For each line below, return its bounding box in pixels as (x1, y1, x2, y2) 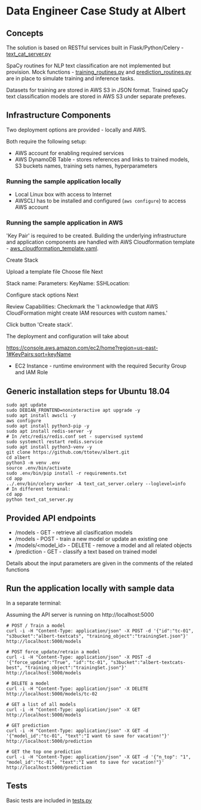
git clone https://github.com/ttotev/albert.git (6, 449, 130, 456)
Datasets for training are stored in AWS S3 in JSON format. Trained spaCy (6, 86, 188, 94)
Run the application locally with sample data (6, 584, 175, 594)
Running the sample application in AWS (6, 219, 123, 227)
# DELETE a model (6, 680, 50, 686)
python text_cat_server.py (6, 497, 74, 503)
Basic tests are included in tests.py (6, 797, 92, 804)
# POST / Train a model (6, 623, 66, 629)
